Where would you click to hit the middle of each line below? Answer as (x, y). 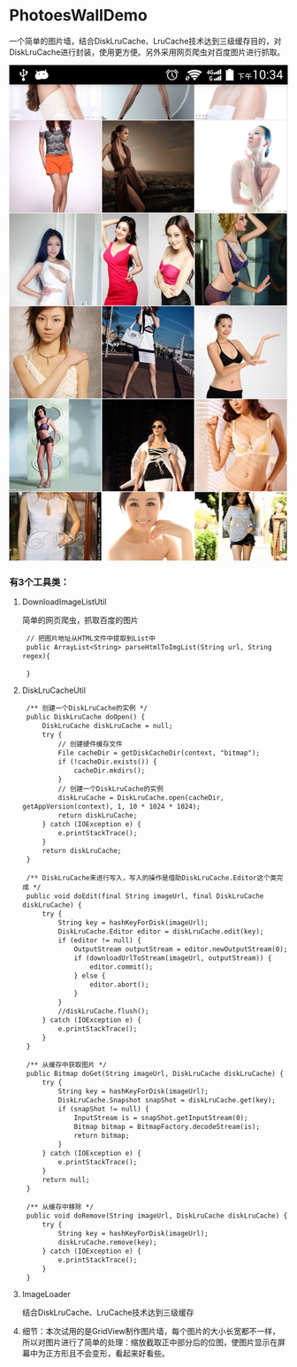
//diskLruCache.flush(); (103, 1011)
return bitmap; (102, 1136)
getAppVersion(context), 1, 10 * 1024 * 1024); (111, 807)
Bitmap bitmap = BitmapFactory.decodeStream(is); (167, 1127)
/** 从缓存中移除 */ (60, 1207)
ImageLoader (46, 1294)
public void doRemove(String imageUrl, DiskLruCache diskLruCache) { (157, 1216)
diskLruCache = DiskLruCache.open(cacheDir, (141, 798)
